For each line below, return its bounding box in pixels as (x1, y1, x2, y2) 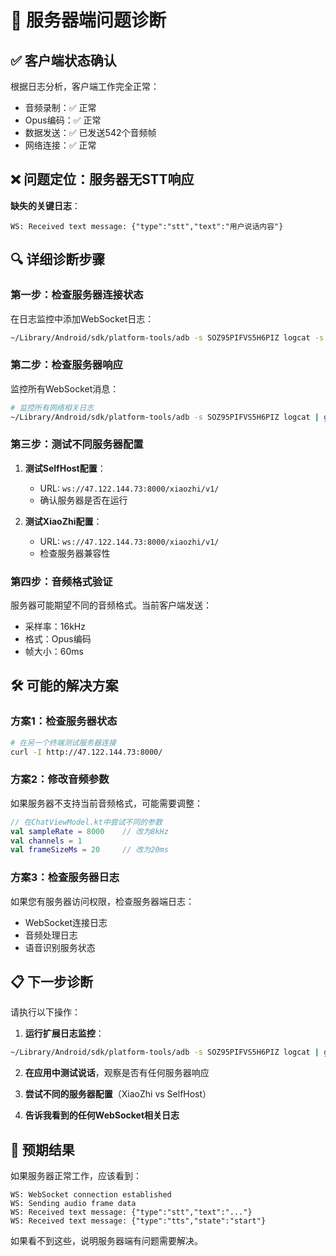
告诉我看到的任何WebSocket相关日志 (24, 1109, 180, 1121)
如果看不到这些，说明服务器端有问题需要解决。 (10, 1235, 203, 1247)
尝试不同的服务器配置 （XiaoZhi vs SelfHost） (24, 1088, 212, 1100)
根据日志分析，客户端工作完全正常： (10, 81, 160, 92)
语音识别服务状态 (24, 941, 96, 953)
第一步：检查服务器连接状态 (10, 288, 144, 302)
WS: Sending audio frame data (10, 1199, 137, 1209)
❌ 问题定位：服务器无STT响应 (10, 171, 195, 188)
